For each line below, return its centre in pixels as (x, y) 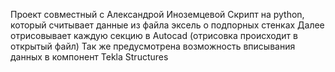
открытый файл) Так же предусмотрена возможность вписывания (153, 46)
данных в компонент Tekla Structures (89, 57)
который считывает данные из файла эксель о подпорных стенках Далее (167, 25)
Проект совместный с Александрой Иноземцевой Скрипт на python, (157, 14)
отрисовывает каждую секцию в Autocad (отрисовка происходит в (154, 35)
